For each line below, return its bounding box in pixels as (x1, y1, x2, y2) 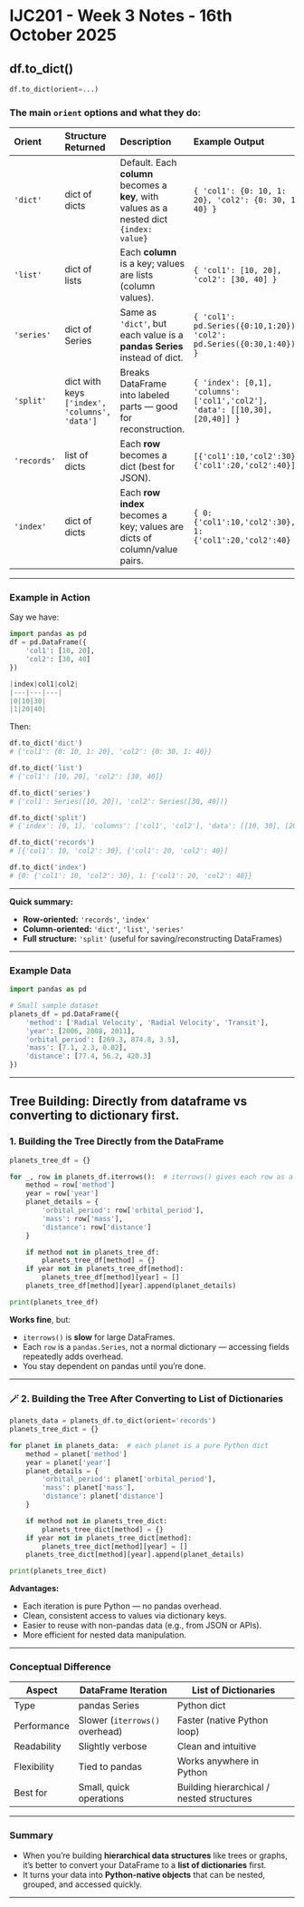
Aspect (25, 1684, 58, 1697)
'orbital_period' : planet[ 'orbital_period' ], (42, 1475, 217, 1484)
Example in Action (9, 592, 90, 604)
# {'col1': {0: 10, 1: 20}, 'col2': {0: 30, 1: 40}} (9, 748, 213, 757)
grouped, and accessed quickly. (22, 1879, 143, 1890)
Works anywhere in (176, 1755, 260, 1767)
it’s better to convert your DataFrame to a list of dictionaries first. (22, 1859, 267, 1870)
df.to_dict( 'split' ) (9, 813, 88, 822)
